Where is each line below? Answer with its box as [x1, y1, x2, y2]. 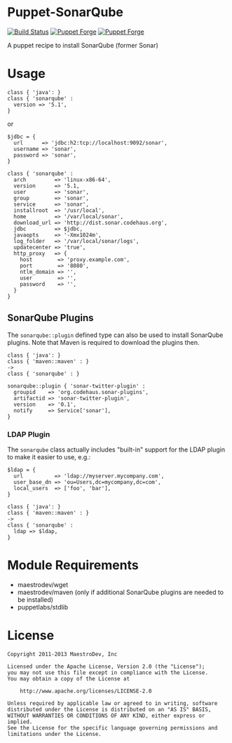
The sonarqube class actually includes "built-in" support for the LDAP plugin [7, 445, 226, 454]
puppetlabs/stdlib [17, 603, 69, 611]
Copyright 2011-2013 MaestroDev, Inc [7, 650, 118, 657]
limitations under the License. [7, 730, 102, 737]
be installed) [17, 595, 54, 604]
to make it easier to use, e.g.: [7, 452, 91, 461]
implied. [7, 718, 33, 725]
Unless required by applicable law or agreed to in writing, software [7, 699, 218, 706]
